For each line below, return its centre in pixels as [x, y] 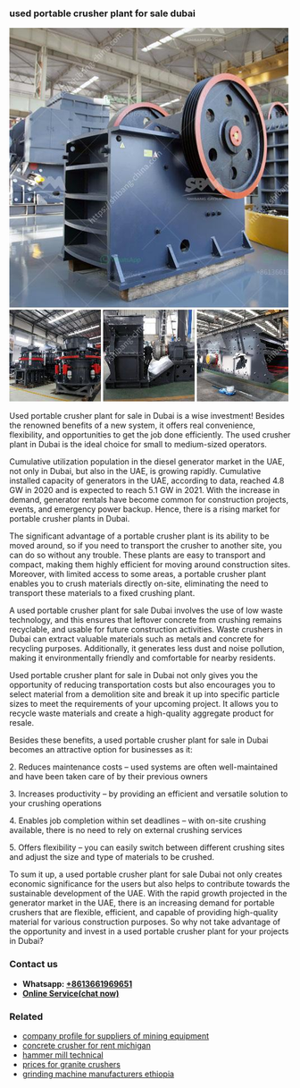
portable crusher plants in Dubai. [70, 519]
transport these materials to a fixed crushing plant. [102, 593]
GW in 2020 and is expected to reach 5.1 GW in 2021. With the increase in [145, 490]
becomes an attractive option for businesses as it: [101, 750]
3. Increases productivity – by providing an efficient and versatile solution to [149, 794]
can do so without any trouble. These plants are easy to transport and [137, 555]
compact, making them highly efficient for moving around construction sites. [150, 565]
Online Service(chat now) [71, 993]
